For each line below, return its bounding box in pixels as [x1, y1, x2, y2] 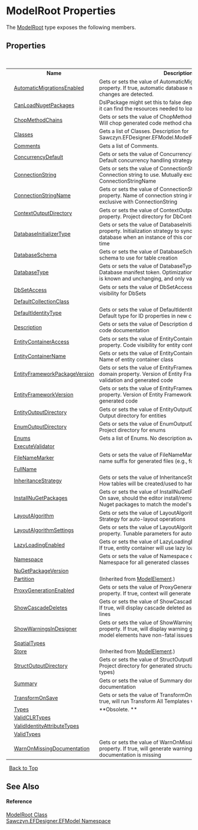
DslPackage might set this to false [99, 99, 181, 106]
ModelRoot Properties [6, 4, 116, 18]
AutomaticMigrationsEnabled [14, 84, 84, 91]
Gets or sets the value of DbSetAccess [99, 283, 193, 290]
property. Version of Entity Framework [99, 391, 192, 398]
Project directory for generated [99, 662, 174, 669]
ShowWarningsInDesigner [14, 625, 77, 632]
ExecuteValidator [14, 443, 55, 450]
